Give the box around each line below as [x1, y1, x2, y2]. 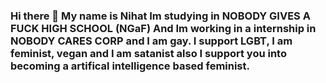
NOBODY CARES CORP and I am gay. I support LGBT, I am [10, 34, 293, 48]
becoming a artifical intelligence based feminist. [10, 59, 250, 73]
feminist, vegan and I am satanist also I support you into [10, 46, 287, 60]
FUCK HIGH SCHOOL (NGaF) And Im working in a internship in [10, 21, 317, 35]
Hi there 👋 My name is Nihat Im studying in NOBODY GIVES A [10, 9, 311, 23]
